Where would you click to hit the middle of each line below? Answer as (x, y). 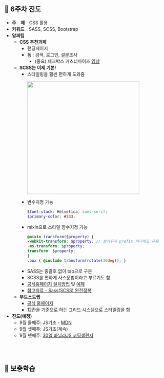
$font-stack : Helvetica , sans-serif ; (67, 212)
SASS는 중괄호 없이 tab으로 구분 (59, 271)
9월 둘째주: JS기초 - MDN (46, 322)
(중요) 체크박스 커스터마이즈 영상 (67, 61)
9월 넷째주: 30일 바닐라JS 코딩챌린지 (56, 335)
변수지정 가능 (40, 202)
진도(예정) (22, 316)
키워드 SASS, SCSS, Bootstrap (45, 29)
